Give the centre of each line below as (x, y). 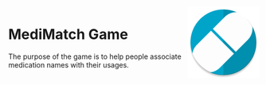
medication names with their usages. (68, 64)
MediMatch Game (68, 35)
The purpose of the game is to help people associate (95, 56)
